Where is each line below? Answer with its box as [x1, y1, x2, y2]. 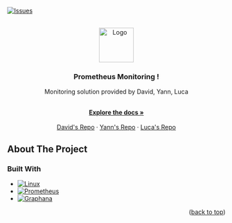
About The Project [7, 143, 88, 155]
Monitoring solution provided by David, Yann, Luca [44, 87, 189, 96]
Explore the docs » [89, 108, 144, 117]
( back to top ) [188, 208, 226, 216]
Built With [7, 163, 42, 173]
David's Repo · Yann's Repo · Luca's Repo [56, 123, 177, 132]
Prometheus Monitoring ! [73, 71, 159, 81]
